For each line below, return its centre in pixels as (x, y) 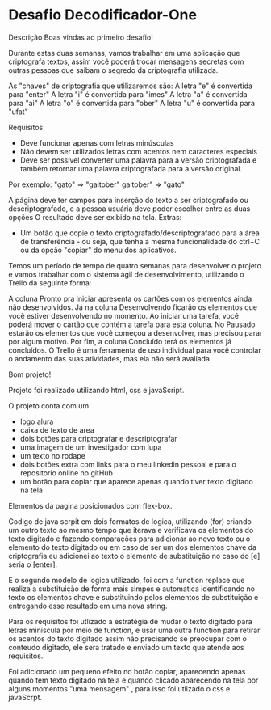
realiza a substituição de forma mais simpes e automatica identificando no (132, 589)
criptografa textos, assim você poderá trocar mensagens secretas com (126, 61)
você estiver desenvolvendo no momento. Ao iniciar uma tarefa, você (124, 315)
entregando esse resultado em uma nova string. (88, 606)
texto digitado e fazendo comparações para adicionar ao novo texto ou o (129, 539)
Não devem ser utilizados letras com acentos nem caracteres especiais (139, 151)
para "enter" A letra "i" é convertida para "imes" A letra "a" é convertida (128, 94)
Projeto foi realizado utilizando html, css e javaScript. (96, 390)
